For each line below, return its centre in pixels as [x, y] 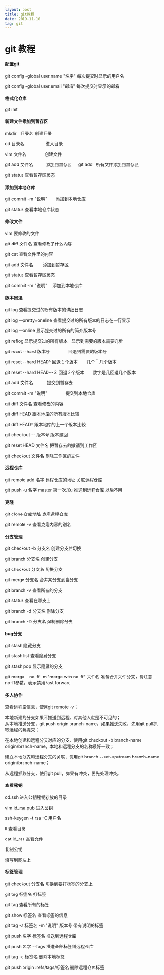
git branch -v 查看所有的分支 [34, 590]
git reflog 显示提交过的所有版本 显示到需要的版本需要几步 [64, 341]
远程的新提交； [24, 730]
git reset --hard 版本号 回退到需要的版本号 [56, 351]
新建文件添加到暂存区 [26, 121]
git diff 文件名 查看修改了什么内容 [39, 244]
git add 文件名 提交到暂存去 [39, 382]
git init [12, 109]
